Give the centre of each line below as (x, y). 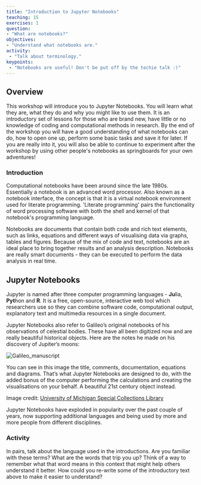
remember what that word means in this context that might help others (93, 464)
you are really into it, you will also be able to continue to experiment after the (101, 144)
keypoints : (20, 62)
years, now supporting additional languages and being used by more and (97, 416)
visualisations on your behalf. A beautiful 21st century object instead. (91, 387)
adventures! (21, 157)
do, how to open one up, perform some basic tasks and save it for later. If (97, 138)
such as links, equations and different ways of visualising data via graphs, (97, 236)
